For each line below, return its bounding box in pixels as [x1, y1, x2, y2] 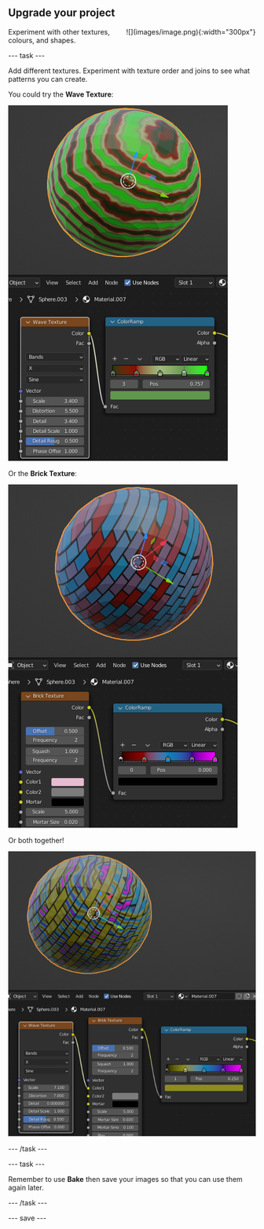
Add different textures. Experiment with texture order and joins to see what [8, 66, 250, 75]
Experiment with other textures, [8, 27, 110, 36]
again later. [8, 1183, 45, 1193]
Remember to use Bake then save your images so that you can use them [8, 1175, 244, 1184]
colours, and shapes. [8, 35, 76, 45]
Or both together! [8, 835, 64, 845]
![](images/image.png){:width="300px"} [126, 27, 256, 36]
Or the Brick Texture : [8, 468, 77, 478]
